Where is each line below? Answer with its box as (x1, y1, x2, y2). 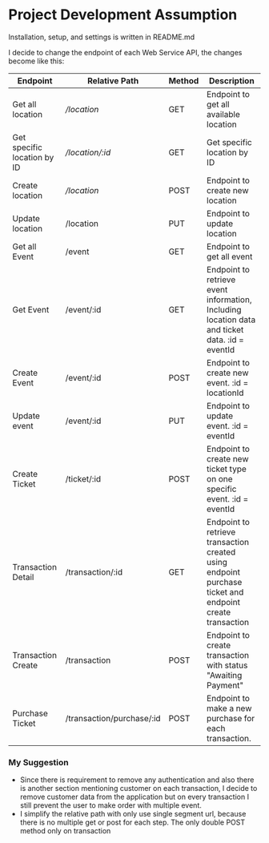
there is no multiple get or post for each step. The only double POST (19, 817, 246, 827)
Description (208, 75, 255, 86)
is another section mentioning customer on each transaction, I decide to (19, 784, 258, 793)
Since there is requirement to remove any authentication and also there (19, 775, 255, 785)
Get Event (12, 304, 50, 315)
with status (207, 659, 248, 671)
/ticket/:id (65, 473, 102, 484)
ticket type (207, 463, 247, 474)
